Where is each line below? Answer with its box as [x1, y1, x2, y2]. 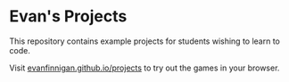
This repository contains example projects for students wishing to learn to [9, 36, 281, 46]
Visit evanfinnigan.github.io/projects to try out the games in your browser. [9, 62, 280, 73]
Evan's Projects [9, 6, 128, 27]
